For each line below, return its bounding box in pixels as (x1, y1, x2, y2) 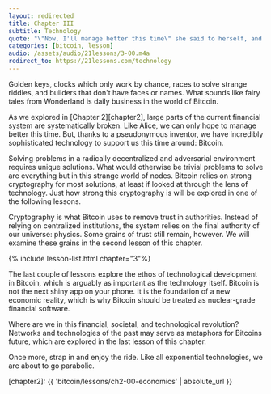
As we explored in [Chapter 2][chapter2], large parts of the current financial (8, 112, 261, 121)
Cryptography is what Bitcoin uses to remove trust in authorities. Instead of (8, 212, 259, 222)
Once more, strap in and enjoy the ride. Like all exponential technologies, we (8, 352, 263, 362)
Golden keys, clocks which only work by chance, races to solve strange (8, 78, 248, 89)
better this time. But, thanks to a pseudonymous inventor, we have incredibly (8, 129, 264, 138)
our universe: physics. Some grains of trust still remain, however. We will (8, 229, 250, 239)
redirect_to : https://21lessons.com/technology (8, 57, 172, 66)
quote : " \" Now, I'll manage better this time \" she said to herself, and (8, 34, 263, 43)
